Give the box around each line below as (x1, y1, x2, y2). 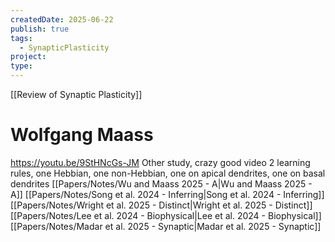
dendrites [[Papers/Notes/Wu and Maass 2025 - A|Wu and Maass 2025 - (10, 177, 313, 190)
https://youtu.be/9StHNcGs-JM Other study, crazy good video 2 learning (10, 156, 311, 168)
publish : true (10, 24, 70, 34)
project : (10, 52, 47, 62)
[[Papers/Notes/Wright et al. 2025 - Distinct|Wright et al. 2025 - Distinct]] (10, 199, 313, 211)
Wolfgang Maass (10, 124, 154, 146)
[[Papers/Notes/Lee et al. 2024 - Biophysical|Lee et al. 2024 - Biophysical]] (10, 209, 322, 221)
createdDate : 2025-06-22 (10, 14, 114, 25)
